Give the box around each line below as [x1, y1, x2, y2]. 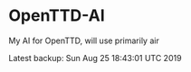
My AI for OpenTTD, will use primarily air [8, 35, 159, 46]
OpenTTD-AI [8, 5, 105, 26]
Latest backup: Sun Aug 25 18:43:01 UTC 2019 [8, 52, 182, 63]
